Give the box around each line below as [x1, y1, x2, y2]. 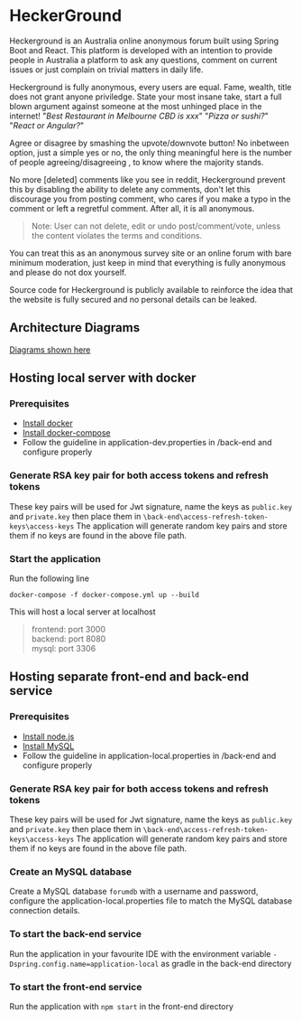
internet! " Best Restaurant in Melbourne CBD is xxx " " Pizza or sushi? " [9, 110, 269, 121]
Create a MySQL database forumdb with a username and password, [9, 886, 259, 897]
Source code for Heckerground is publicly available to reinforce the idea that [9, 284, 293, 295]
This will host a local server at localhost [9, 606, 156, 617]
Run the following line [9, 573, 90, 584]
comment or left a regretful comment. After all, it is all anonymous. [9, 202, 255, 213]
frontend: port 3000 [31, 624, 106, 635]
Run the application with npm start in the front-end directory [9, 1000, 234, 1012]
